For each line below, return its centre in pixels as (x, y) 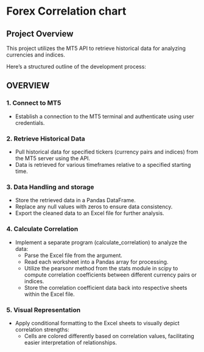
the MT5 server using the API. (52, 158)
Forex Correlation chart (66, 11)
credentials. (30, 122)
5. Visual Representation (44, 310)
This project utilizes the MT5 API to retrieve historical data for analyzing (96, 48)
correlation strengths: (42, 329)
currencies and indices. (36, 55)
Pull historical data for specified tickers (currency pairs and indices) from (107, 152)
